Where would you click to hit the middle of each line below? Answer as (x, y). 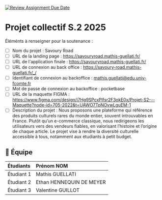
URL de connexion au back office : (47, 67)
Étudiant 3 (19, 190)
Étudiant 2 (19, 182)
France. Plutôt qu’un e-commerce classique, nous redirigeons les (78, 121)
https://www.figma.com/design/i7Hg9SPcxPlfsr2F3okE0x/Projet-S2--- (84, 100)
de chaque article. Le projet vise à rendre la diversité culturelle (75, 131)
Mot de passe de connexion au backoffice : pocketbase (68, 89)
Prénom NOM (52, 166)
